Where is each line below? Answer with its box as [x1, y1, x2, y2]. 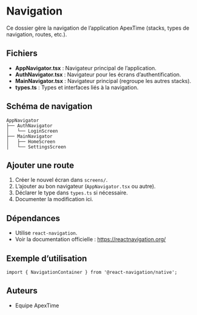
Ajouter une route [6, 160, 75, 170]
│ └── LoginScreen [6, 128, 59, 134]
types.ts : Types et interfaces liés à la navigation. [15, 84, 139, 91]
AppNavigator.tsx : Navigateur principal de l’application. [15, 64, 156, 71]
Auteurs [6, 286, 38, 296]
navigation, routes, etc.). [6, 30, 67, 38]
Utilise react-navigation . [15, 229, 78, 237]
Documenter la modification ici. [15, 196, 93, 203]
